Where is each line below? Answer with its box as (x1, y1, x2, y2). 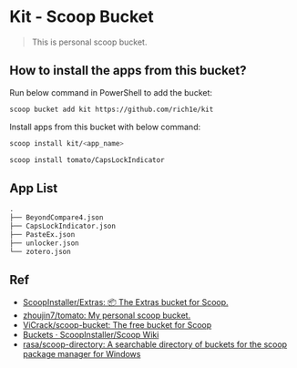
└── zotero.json (9, 247, 71, 256)
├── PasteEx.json (9, 230, 76, 239)
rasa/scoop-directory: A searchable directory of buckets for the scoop (22, 339, 288, 350)
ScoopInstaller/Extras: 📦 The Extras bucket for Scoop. (22, 297, 230, 308)
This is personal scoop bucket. (31, 36, 148, 47)
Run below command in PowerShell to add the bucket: (9, 87, 212, 97)
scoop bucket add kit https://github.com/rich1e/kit (9, 105, 214, 114)
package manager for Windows (22, 349, 141, 360)
